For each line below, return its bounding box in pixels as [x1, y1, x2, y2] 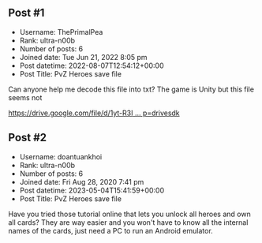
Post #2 [8, 131, 47, 144]
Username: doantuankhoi [19, 151, 103, 161]
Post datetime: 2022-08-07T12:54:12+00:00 [19, 61, 164, 70]
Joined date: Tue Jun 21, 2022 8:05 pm [19, 52, 148, 62]
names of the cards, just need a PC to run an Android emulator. [8, 226, 213, 235]
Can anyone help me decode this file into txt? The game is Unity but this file [8, 84, 255, 94]
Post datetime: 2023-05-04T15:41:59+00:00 [19, 185, 164, 195]
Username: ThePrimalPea [19, 27, 103, 36]
